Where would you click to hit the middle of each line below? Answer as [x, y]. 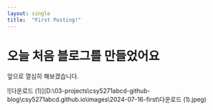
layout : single [29, 13]
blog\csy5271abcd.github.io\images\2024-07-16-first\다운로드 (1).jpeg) [107, 100]
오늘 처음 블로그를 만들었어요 [83, 56]
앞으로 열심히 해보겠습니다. [43, 76]
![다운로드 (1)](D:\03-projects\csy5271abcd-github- [79, 91]
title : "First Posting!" [44, 20]
